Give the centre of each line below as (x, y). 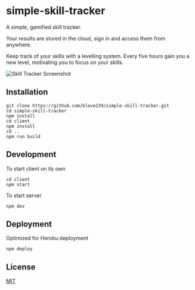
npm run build (23, 136)
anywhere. (19, 45)
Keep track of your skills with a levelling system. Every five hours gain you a (98, 56)
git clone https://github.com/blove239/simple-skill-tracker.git (88, 106)
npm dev (16, 206)
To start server (24, 195)
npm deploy (19, 249)
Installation (27, 92)
